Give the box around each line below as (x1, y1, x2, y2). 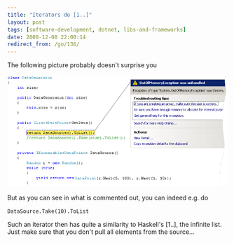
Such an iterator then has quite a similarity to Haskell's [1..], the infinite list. (7, 220, 222, 228)
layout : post (7, 18, 46, 26)
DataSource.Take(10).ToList (7, 207, 90, 215)
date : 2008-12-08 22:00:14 (7, 34, 86, 41)
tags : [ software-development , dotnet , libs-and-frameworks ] (7, 26, 187, 33)
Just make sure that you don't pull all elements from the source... (7, 228, 195, 236)
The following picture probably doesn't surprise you (7, 61, 158, 69)
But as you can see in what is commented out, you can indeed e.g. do (7, 193, 209, 202)
